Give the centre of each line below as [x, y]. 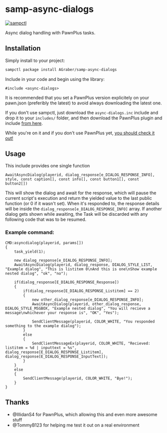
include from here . [24, 123]
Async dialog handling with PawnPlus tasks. [50, 32]
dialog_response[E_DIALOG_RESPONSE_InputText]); [57, 356]
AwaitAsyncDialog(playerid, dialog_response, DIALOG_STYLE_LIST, [83, 265]
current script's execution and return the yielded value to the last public [79, 198]
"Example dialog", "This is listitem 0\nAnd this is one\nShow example [81, 269]
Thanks [17, 402]
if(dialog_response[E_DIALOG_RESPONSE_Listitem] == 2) [81, 291]
